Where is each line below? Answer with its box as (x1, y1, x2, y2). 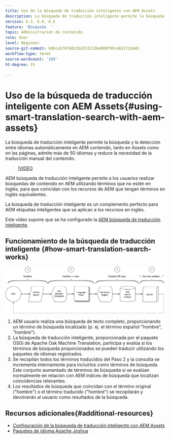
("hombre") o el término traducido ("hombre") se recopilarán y (12, 389, 143, 395)
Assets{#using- (94, 101, 162, 112)
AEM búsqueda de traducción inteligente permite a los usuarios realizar (5, 175, 155, 181)
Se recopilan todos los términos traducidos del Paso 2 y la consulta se (12, 356, 160, 363)
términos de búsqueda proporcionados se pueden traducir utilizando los (12, 345, 164, 351)
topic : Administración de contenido (5, 30, 83, 35)
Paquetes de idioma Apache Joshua (12, 428, 88, 434)
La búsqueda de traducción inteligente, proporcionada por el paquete (12, 335, 158, 341)
